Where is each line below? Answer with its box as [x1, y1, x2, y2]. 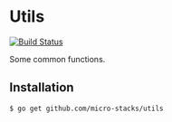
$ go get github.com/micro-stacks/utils [9, 104, 165, 113]
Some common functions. [9, 53, 106, 64]
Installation [9, 80, 74, 96]
